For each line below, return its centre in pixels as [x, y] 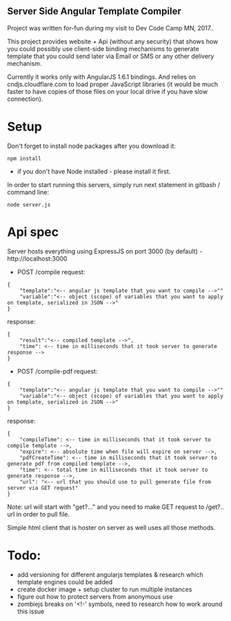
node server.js [29, 204]
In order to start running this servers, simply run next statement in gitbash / [114, 184]
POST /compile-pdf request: [57, 371]
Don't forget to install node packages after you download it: [91, 146]
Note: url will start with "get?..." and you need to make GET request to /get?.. [115, 506]
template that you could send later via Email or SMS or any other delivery [111, 56]
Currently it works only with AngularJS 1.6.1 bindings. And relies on [102, 77]
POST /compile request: [51, 271]
